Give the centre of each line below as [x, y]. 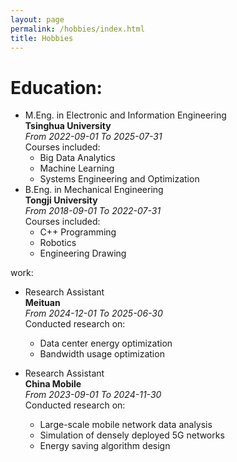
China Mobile [53, 384]
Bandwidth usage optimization [102, 354]
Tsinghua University [68, 126]
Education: [56, 87]
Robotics [58, 243]
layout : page [37, 19]
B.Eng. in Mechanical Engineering [94, 190]
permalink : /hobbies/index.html [77, 29]
